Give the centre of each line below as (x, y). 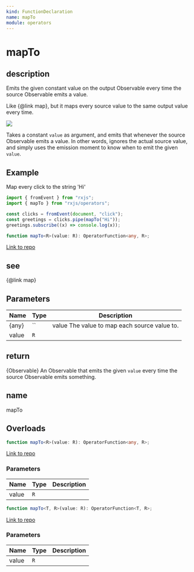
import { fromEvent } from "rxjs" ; (50, 198)
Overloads (26, 429)
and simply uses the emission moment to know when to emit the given (92, 148)
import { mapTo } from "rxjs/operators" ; (58, 203)
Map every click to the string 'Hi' (46, 187)
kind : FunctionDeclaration (39, 12)
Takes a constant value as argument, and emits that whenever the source (96, 135)
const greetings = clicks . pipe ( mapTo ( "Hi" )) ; (63, 219)
